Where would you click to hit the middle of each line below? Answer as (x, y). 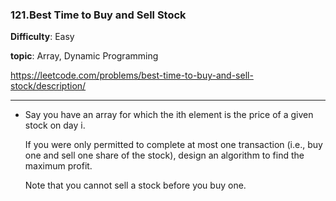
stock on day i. (55, 125)
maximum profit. (58, 166)
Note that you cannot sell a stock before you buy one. (135, 185)
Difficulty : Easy (42, 37)
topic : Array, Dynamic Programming (84, 56)
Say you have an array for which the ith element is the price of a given (169, 115)
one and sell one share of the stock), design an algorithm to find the (164, 155)
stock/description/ (48, 86)
